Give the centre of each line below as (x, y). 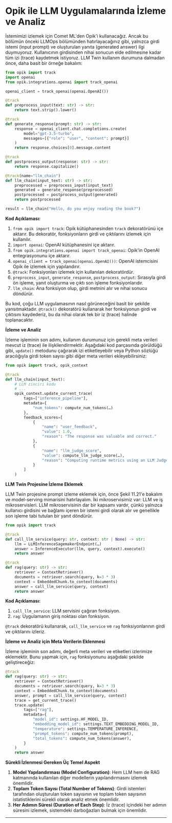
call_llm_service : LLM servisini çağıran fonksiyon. (66, 611)
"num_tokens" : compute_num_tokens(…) (73, 408)
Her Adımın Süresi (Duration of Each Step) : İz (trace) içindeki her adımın (90, 805)
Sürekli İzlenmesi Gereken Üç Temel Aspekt (53, 763)
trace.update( (29, 705)
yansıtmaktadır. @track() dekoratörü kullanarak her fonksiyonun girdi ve (81, 309)
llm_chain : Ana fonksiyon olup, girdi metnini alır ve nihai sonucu (80, 288)
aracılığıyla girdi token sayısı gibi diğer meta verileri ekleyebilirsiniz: (76, 356)
